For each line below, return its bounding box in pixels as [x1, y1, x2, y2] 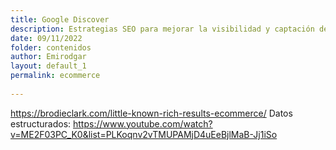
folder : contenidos [10, 42, 92, 53]
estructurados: [10, 117, 72, 130]
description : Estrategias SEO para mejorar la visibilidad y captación [10, 24, 315, 34]
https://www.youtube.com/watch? [73, 117, 213, 130]
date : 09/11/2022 [10, 33, 83, 43]
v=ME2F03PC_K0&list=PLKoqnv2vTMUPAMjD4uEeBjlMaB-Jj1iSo [10, 128, 278, 140]
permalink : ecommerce [10, 71, 101, 81]
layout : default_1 [10, 61, 87, 71]
